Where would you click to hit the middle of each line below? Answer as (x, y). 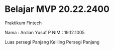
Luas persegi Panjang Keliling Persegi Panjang (52, 42)
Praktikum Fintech (23, 23)
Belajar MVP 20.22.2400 (57, 9)
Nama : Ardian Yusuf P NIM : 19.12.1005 (45, 32)
